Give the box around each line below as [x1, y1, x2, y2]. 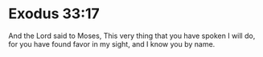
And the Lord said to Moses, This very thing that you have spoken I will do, [8, 31, 256, 40]
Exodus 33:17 [8, 5, 101, 23]
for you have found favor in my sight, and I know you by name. [8, 39, 216, 48]
